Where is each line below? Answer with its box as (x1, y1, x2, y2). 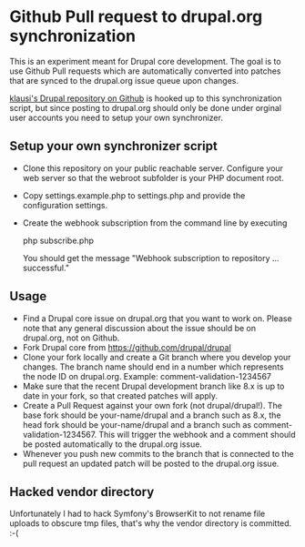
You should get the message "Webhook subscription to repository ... (22, 252, 280, 263)
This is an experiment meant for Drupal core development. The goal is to (9, 56, 281, 66)
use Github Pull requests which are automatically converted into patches (9, 66, 281, 76)
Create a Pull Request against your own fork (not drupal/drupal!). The (22, 400, 282, 410)
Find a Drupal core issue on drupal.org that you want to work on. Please (22, 312, 293, 324)
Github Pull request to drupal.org (9, 6, 263, 27)
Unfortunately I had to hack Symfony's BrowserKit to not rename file (9, 508, 266, 520)
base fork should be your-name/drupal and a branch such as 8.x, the (22, 410, 281, 420)
